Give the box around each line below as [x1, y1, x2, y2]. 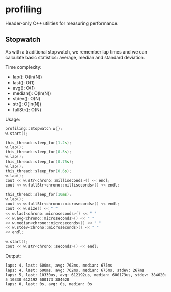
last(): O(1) [12, 79, 35, 85]
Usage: [5, 116, 20, 122]
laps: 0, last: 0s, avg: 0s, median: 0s [5, 282, 93, 287]
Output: [5, 253, 21, 259]
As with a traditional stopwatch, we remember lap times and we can [5, 48, 148, 55]
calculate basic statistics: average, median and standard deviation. [5, 54, 145, 60]
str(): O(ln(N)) [12, 101, 42, 107]
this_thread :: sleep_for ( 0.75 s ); [5, 159, 74, 164]
